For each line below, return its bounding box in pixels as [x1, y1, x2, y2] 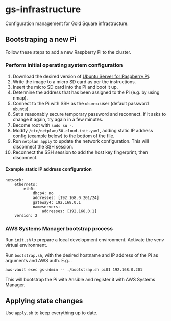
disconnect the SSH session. [12, 144, 74, 150]
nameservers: [32, 204, 60, 210]
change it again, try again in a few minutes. [12, 116, 104, 123]
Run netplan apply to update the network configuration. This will [12, 138, 149, 144]
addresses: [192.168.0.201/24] [32, 195, 100, 201]
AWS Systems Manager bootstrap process [5, 225, 113, 232]
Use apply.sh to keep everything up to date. [5, 310, 98, 316]
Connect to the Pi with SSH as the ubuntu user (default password [12, 101, 149, 107]
